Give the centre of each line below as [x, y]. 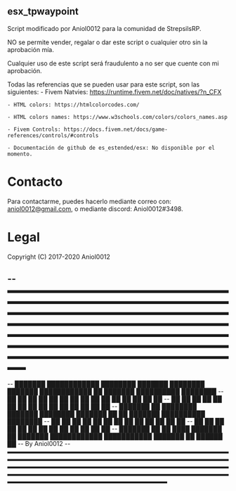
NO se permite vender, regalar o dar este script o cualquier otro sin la [107, 42]
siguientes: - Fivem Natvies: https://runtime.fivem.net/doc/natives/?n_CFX [114, 91]
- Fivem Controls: [34, 129]
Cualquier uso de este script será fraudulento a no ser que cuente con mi [113, 63]
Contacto [35, 181]
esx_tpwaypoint [43, 12]
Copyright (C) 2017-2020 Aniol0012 [59, 257]
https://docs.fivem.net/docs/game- [116, 129]
